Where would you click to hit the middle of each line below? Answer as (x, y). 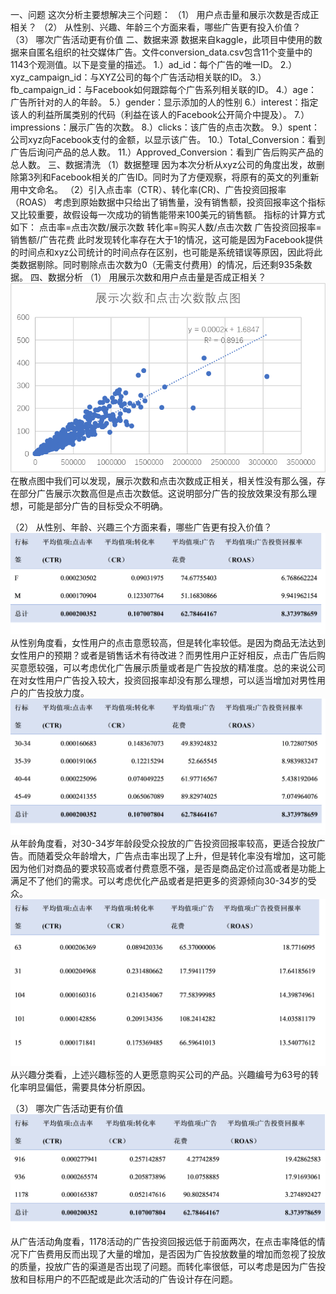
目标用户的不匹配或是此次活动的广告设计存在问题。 (132, 1279)
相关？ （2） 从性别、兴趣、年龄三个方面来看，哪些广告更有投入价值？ (156, 27)
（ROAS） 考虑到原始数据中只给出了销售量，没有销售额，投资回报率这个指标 (168, 202)
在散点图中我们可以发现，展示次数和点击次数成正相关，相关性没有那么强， (163, 480)
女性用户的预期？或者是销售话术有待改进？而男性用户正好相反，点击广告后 (163, 655)
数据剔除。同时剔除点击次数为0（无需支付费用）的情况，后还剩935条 (161, 264)
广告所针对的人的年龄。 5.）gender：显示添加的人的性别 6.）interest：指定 (164, 102)
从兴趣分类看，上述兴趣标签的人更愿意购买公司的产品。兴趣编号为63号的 (160, 1075)
